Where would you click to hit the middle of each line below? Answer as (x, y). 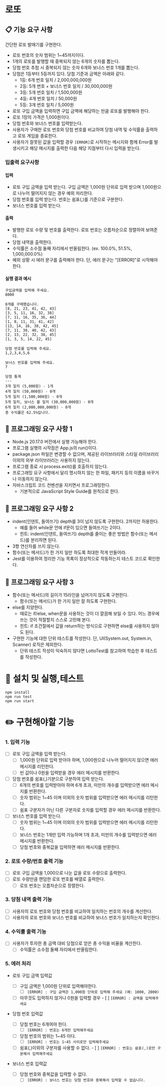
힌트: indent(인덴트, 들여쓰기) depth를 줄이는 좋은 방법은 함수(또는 (84, 534)
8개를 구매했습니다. (22, 304)
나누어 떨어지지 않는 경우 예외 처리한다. (55, 193)
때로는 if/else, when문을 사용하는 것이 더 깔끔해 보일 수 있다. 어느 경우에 (89, 613)
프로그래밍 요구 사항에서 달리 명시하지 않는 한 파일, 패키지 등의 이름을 (79, 473)
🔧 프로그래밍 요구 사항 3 (40, 582)
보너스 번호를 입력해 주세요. (30, 362)
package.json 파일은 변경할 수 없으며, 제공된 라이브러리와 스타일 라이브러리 (85, 454)
